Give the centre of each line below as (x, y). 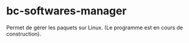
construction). (24, 33)
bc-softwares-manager (66, 11)
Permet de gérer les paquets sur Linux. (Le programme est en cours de (94, 27)
